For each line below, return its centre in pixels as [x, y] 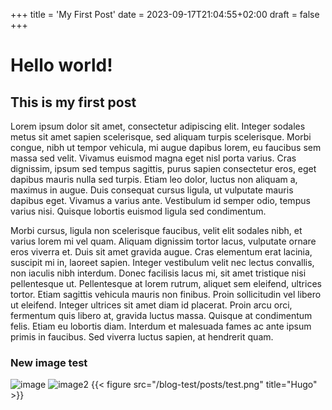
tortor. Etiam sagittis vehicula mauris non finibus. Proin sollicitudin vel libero [166, 294]
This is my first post [73, 102]
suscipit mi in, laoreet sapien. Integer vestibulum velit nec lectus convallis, [162, 262]
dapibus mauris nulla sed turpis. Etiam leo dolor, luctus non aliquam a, [154, 179]
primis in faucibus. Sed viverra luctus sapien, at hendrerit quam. [142, 337]
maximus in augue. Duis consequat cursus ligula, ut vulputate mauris [152, 190]
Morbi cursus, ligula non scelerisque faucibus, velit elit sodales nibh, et [156, 230]
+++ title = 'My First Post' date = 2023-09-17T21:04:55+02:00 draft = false [165, 14]
